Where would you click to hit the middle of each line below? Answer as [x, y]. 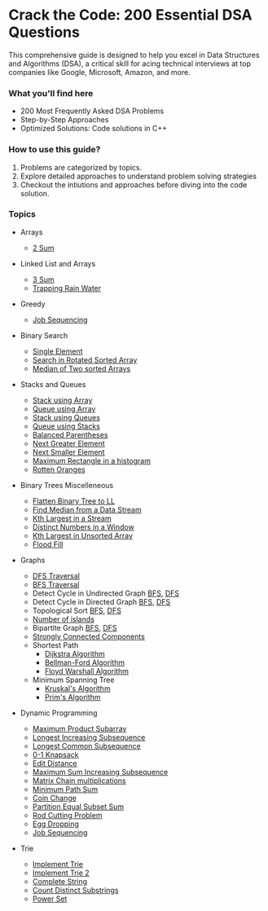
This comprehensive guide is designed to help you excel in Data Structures [134, 55]
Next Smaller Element [68, 452]
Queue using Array [64, 408]
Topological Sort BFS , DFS [77, 610]
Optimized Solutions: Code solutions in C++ [94, 129]
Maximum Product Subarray [79, 728]
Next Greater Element [69, 443]
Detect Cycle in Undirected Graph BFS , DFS [105, 593]
